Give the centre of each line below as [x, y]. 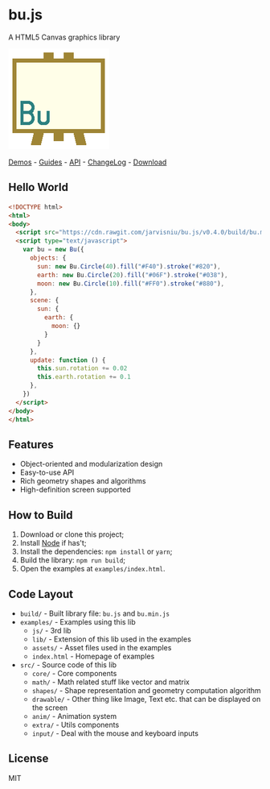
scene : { [44, 301]
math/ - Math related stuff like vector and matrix [111, 682]
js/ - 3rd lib [51, 630]
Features [31, 444]
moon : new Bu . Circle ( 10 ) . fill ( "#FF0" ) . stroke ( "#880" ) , [131, 284]
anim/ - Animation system [74, 716]
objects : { [48, 258]
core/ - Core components [74, 673]
